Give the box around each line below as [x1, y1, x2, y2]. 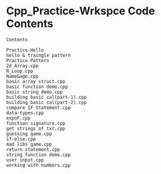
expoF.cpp [6, 115, 31, 121]
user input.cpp [6, 157, 44, 163]
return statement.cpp [6, 146, 60, 152]
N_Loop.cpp [6, 68, 34, 74]
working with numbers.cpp [6, 162, 71, 168]
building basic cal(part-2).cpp [6, 99, 87, 105]
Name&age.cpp [6, 73, 39, 79]
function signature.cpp [6, 120, 66, 126]
